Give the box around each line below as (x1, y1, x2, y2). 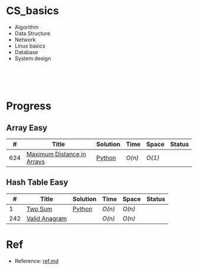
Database (14, 48, 38, 55)
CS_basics (6, 4, 59, 18)
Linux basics (14, 42, 45, 49)
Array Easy (6, 122, 48, 133)
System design (14, 55, 51, 62)
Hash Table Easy (6, 178, 69, 188)
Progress (6, 99, 52, 113)
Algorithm (14, 24, 39, 31)
